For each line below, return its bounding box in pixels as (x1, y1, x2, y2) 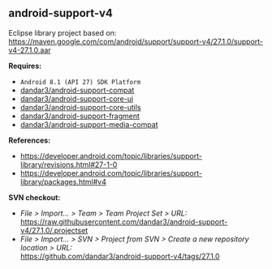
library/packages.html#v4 (19, 177, 107, 186)
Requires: (8, 61, 42, 70)
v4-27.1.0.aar (8, 45, 51, 55)
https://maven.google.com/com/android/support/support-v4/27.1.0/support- (8, 36, 264, 46)
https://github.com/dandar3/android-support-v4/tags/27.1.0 (19, 251, 221, 261)
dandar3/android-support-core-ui (19, 93, 134, 104)
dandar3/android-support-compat (19, 85, 135, 95)
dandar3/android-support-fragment (19, 111, 140, 121)
